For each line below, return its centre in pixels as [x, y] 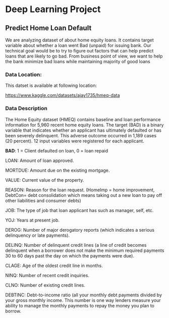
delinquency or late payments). [37, 235]
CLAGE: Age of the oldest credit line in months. [54, 266]
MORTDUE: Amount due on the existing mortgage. [58, 170]
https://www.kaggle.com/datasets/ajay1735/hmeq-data [63, 95]
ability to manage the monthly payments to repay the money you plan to [80, 305]
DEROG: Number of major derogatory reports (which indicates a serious [80, 230]
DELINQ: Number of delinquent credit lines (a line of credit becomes [76, 245]
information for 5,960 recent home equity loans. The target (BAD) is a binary [84, 125]
